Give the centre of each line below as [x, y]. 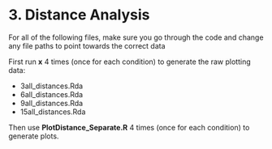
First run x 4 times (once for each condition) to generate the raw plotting [130, 62]
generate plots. [34, 136]
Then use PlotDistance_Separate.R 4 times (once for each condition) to [129, 127]
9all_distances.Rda [52, 103]
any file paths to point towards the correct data [87, 45]
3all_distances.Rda [52, 86]
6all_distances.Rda [52, 94]
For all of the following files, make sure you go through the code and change [136, 37]
